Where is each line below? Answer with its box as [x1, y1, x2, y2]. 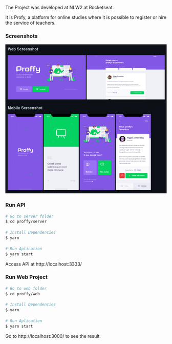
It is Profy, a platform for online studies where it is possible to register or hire [5, 14, 167, 20]
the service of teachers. [5, 20, 56, 26]
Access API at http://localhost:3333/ [5, 261, 82, 267]
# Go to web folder [5, 286, 47, 291]
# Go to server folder [5, 214, 54, 219]
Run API [5, 201, 26, 209]
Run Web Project [5, 274, 48, 281]
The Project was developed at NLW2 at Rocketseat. [5, 5, 114, 10]
